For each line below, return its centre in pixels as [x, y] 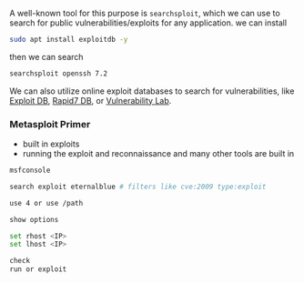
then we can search [46, 56]
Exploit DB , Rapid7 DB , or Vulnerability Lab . [91, 100]
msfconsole [30, 171]
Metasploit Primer [50, 124]
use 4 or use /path [46, 203]
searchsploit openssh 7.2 [58, 73]
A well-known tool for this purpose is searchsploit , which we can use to [145, 13]
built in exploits [51, 144]
